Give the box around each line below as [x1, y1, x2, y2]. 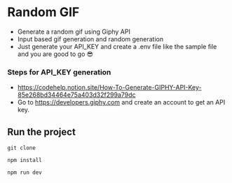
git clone [7, 144, 36, 151]
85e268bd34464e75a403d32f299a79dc [17, 90, 136, 99]
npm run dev [7, 169, 42, 176]
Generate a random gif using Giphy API [17, 27, 131, 36]
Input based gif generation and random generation [17, 34, 163, 43]
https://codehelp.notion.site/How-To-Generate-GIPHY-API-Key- [17, 83, 202, 92]
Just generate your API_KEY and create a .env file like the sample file [17, 42, 217, 50]
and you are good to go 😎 [17, 50, 93, 58]
